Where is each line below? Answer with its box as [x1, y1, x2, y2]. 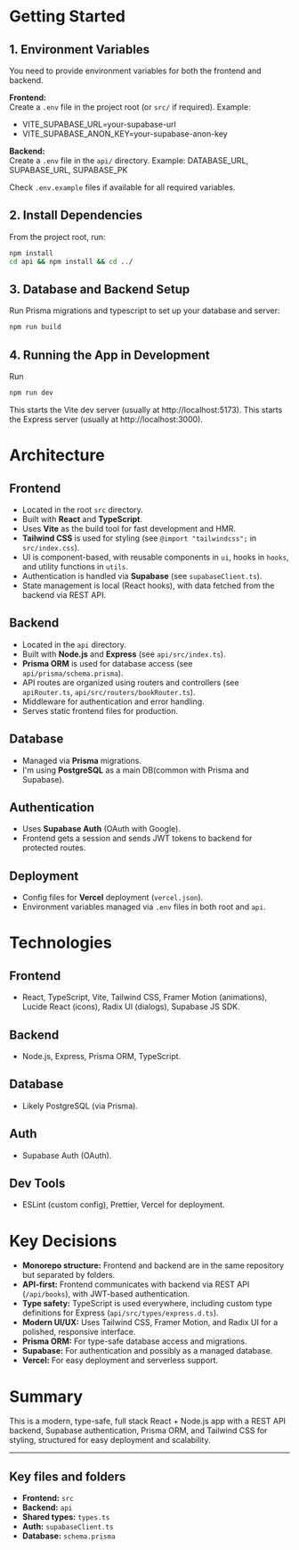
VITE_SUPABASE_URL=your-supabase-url [21, 119, 176, 129]
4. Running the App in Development [9, 347, 211, 362]
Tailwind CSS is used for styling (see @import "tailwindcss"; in [21, 533, 257, 543]
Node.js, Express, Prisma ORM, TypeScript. [21, 1051, 182, 1061]
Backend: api [21, 1502, 73, 1513]
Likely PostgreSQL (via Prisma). [21, 1100, 138, 1111]
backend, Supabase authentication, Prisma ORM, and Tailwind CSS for [9, 1425, 268, 1436]
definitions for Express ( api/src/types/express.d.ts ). [21, 1307, 220, 1318]
